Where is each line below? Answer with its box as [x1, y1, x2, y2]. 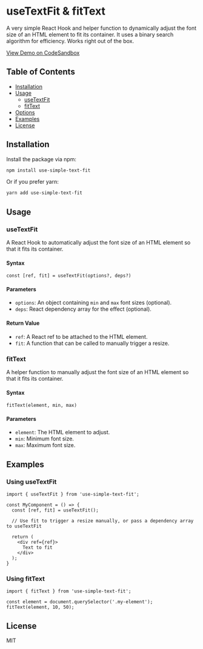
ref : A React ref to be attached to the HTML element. [15, 333, 148, 340]
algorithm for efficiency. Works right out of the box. [6, 37, 135, 44]
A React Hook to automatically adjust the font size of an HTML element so [6, 239, 191, 246]
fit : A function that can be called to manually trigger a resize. [15, 339, 170, 347]
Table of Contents [6, 67, 76, 77]
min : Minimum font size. [15, 435, 75, 442]
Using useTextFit [6, 477, 57, 486]
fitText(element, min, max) [6, 403, 78, 409]
